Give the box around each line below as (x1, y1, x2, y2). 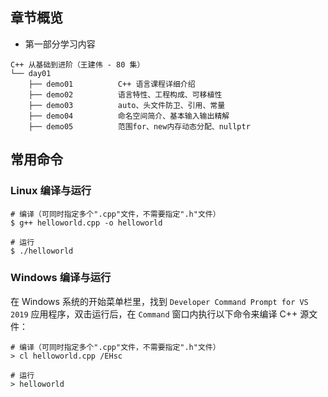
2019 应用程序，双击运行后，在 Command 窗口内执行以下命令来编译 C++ (10, 308, 298, 320)
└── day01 (10, 68, 52, 78)
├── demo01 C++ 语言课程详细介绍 (28, 79, 196, 89)
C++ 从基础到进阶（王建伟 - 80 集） (10, 59, 145, 70)
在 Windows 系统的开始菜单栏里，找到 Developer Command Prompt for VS (10, 295, 309, 307)
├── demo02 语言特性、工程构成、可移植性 (28, 89, 223, 100)
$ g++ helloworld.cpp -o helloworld (10, 218, 163, 228)
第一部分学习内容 (24, 38, 96, 50)
